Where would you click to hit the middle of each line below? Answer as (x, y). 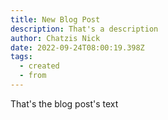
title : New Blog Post (55, 19)
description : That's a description (84, 29)
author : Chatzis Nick (55, 38)
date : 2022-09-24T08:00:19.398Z (77, 47)
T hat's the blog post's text (64, 103)
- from (33, 76)
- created (39, 66)
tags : (21, 57)
